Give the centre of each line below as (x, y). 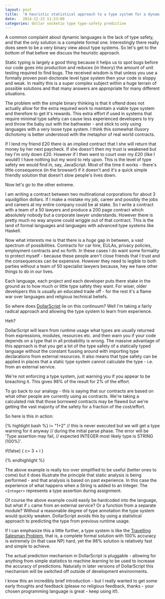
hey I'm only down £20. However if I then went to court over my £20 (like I (80, 155)
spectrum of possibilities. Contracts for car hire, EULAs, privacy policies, (79, 245)
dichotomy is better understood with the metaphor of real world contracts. (80, 134)
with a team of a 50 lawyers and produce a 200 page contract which (74, 210)
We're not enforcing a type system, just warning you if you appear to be (78, 376)
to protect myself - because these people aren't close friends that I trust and (82, 256)
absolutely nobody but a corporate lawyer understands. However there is (79, 215)
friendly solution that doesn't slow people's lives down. (61, 175)
